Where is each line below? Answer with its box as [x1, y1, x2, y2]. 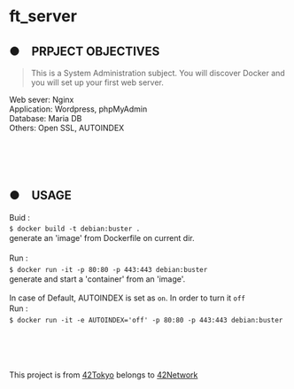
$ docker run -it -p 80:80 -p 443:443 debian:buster [9, 265, 208, 274]
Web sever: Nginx [9, 95, 74, 105]
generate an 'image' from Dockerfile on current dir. [9, 232, 195, 243]
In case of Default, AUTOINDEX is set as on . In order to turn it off [9, 292, 246, 303]
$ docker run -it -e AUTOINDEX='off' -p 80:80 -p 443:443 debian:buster [9, 315, 283, 324]
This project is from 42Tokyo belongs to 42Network [9, 370, 198, 380]
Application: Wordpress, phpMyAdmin [9, 104, 148, 114]
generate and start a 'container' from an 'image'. [9, 273, 186, 284]
